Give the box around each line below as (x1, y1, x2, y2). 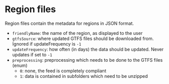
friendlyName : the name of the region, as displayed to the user (12, 30, 143, 36)
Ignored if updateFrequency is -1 (12, 40, 81, 47)
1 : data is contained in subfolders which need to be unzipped (19, 73, 148, 79)
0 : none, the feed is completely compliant (19, 67, 106, 74)
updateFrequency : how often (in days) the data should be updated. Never (12, 46, 164, 52)
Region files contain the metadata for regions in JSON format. (5, 20, 134, 26)
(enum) (12, 62, 27, 68)
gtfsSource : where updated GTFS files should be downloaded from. (12, 35, 154, 41)
